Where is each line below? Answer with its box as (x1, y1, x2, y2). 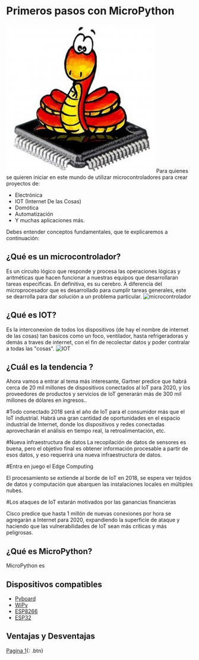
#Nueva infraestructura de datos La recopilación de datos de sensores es (6, 439, 187, 446)
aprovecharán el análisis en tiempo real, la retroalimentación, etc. (6, 427, 166, 435)
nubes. (6, 487, 23, 494)
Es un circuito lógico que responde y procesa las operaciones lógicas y (6, 268, 181, 275)
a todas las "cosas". (6, 345, 55, 352)
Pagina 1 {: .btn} (6, 647, 43, 654)
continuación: (6, 234, 40, 241)
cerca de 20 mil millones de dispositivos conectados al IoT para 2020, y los (6, 384, 191, 391)
